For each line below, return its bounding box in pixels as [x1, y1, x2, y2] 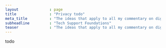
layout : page [5, 7, 63, 12]
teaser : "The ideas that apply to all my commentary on [5, 25, 154, 30]
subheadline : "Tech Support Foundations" [5, 20, 112, 26]
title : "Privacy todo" [5, 12, 85, 16]
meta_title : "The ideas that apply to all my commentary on [5, 16, 154, 21]
